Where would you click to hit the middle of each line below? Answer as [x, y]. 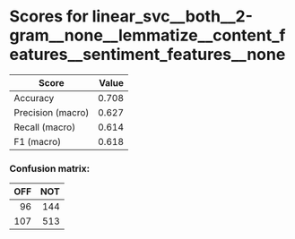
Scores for [49, 17]
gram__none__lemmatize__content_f [147, 35]
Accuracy [34, 98]
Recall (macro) [45, 127]
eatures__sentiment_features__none [147, 55]
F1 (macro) [38, 141]
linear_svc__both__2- [172, 17]
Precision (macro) [52, 112]
